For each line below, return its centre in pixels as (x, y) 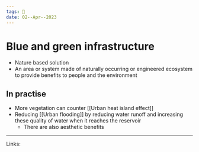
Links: (13, 144)
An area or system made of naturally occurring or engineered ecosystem (103, 69)
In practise (26, 94)
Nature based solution (42, 63)
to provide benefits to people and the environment (76, 75)
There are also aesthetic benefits (64, 127)
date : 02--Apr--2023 (32, 17)
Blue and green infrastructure (81, 46)
